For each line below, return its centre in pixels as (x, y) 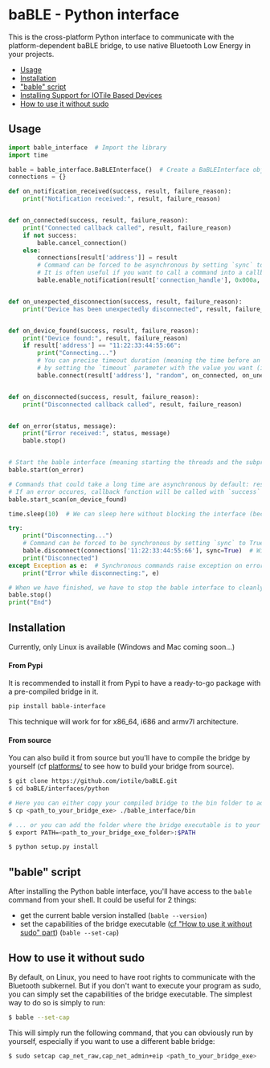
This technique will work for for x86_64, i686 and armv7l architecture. (123, 722)
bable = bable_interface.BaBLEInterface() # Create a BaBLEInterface (129, 169)
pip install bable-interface (57, 707)
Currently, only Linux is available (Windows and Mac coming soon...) (122, 646)
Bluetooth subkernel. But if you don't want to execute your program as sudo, (135, 985)
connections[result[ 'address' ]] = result (108, 258)
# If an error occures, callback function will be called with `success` (135, 491)
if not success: (50, 235)
